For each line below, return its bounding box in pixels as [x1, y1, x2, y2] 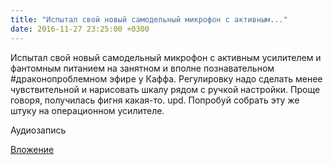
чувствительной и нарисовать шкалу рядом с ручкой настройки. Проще [10, 83, 321, 95]
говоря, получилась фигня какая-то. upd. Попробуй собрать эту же [10, 94, 300, 106]
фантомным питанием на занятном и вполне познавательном [10, 62, 275, 74]
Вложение [10, 143, 55, 155]
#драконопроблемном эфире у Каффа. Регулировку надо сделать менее [10, 72, 323, 85]
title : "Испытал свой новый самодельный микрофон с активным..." [10, 14, 288, 25]
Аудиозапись [10, 124, 67, 136]
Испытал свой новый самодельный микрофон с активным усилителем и [10, 51, 322, 63]
